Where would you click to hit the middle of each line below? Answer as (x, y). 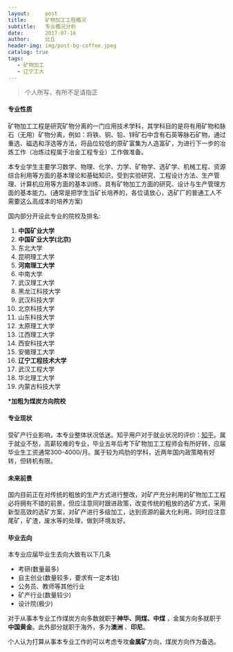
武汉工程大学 (36, 369)
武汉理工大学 (36, 282)
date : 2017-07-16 (42, 33)
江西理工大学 (36, 334)
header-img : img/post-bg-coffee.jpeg (62, 46)
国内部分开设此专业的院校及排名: (54, 216)
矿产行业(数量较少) (45, 595)
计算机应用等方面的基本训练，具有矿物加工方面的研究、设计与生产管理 (120, 183)
